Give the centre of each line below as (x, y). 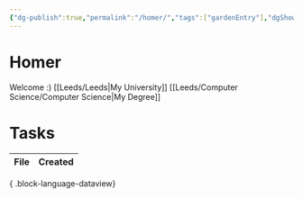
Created (56, 161)
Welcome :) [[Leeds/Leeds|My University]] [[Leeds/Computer (124, 87)
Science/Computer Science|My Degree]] (85, 96)
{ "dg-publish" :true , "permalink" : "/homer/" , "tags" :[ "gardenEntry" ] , (139, 18)
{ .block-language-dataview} (63, 183)
